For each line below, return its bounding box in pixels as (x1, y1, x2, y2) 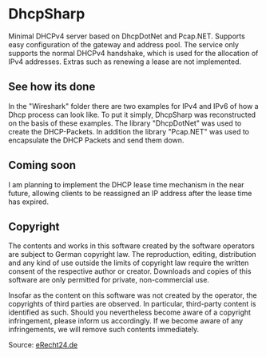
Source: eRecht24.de (8, 340, 78, 350)
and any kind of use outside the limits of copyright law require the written (8, 258, 249, 268)
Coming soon (8, 158, 77, 172)
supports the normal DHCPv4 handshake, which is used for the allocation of (8, 48, 259, 58)
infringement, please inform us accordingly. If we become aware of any (8, 316, 244, 326)
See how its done (8, 80, 96, 94)
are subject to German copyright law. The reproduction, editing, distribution (8, 250, 257, 259)
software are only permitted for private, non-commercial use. (8, 275, 210, 285)
